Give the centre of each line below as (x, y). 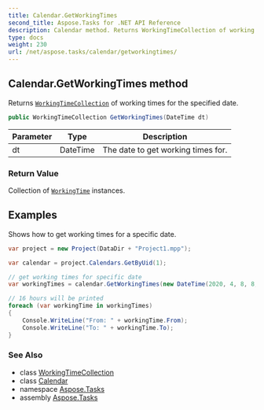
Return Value (33, 173)
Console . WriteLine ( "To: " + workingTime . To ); (98, 327)
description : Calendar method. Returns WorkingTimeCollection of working (132, 30)
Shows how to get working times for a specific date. (92, 234)
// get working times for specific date (75, 277)
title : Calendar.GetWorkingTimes (63, 15)
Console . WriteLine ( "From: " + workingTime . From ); (105, 320)
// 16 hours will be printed (56, 299)
